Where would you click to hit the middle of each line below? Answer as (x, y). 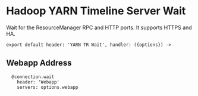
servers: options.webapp (48, 87)
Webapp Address (39, 63)
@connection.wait (33, 77)
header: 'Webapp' (38, 82)
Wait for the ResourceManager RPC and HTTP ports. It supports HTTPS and (99, 27)
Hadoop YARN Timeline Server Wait (96, 11)
